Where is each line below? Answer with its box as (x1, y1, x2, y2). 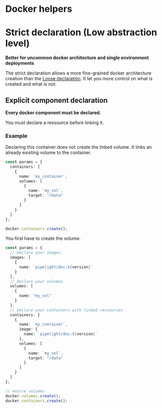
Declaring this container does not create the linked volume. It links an (5, 144, 152, 150)
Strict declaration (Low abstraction (5, 27, 157, 39)
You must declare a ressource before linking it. (5, 119, 104, 126)
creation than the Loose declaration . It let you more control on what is (5, 76, 153, 82)
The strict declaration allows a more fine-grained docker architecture (5, 70, 152, 76)
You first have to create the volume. (5, 235, 81, 242)
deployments (5, 60, 34, 66)
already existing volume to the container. (5, 150, 92, 156)
